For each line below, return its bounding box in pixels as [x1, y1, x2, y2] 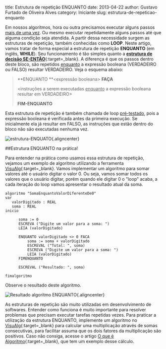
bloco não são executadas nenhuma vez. [5, 126, 89, 132]
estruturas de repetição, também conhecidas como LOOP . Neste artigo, [5, 40, 152, 46]
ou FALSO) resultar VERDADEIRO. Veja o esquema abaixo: [5, 67, 123, 72]
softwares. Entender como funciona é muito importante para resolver [5, 307, 146, 312]
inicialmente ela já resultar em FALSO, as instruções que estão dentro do [5, 121, 154, 127]
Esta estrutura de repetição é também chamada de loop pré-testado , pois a [5, 110, 159, 116]
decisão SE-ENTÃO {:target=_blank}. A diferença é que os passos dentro [5, 56, 154, 62]
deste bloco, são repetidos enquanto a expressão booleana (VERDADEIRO [5, 62, 157, 67]
